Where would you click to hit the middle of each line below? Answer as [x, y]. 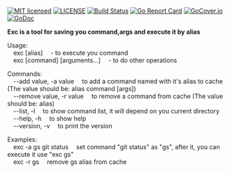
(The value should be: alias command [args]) [72, 89]
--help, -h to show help [50, 118]
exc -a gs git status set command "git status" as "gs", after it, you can [117, 147]
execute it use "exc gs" [41, 154]
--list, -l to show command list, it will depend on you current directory [117, 111]
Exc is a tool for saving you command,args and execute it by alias [104, 32]
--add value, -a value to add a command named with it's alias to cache [118, 81]
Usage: [17, 45]
